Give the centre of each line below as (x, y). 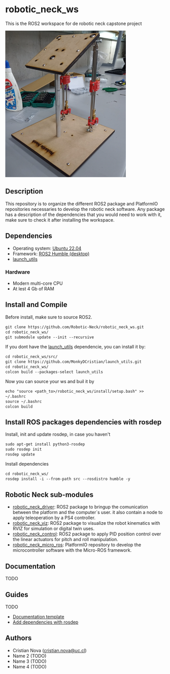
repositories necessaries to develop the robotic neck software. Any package (85, 209)
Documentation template (38, 616)
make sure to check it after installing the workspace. (60, 220)
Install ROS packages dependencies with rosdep (83, 422)
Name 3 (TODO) (29, 661)
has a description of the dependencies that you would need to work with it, (83, 214)
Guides (17, 595)
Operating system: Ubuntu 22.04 (47, 248)
